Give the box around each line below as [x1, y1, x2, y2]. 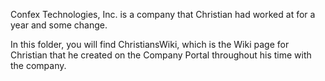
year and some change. [10, 19, 108, 31]
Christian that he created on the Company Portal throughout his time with [10, 49, 312, 61]
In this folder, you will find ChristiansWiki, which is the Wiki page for [10, 39, 290, 50]
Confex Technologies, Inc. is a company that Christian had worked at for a [10, 9, 316, 20]
